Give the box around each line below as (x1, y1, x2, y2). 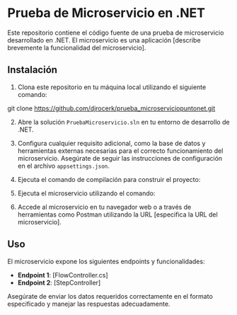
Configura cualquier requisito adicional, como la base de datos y (17, 139, 206, 147)
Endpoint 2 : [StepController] (17, 278, 101, 287)
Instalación (7, 64, 58, 76)
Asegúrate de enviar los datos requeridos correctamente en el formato (7, 292, 214, 300)
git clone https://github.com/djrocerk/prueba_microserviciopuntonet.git (7, 104, 216, 113)
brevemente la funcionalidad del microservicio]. (7, 43, 146, 52)
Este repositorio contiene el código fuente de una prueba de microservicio (7, 28, 224, 37)
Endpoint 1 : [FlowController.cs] (17, 270, 108, 279)
